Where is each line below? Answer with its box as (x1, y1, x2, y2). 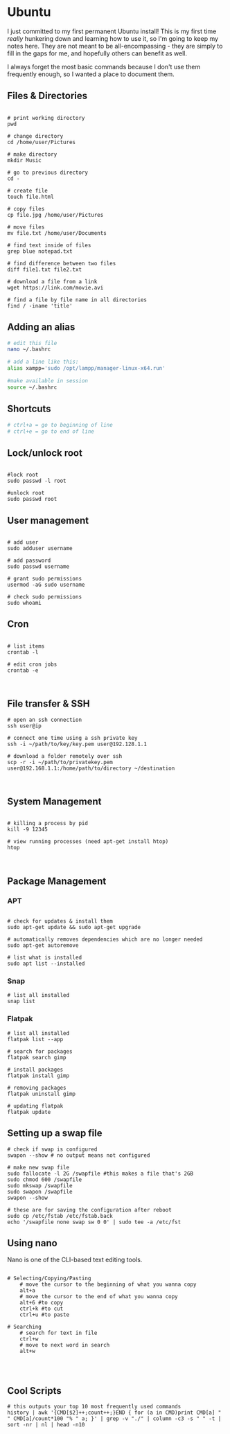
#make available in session (7, 378, 89, 384)
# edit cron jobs (7, 661, 57, 668)
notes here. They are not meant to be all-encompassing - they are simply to (7, 42, 223, 50)
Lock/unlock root (7, 447, 83, 459)
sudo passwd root (7, 496, 57, 503)
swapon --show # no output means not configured (7, 1151, 150, 1159)
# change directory (7, 132, 64, 139)
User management (7, 514, 89, 526)
